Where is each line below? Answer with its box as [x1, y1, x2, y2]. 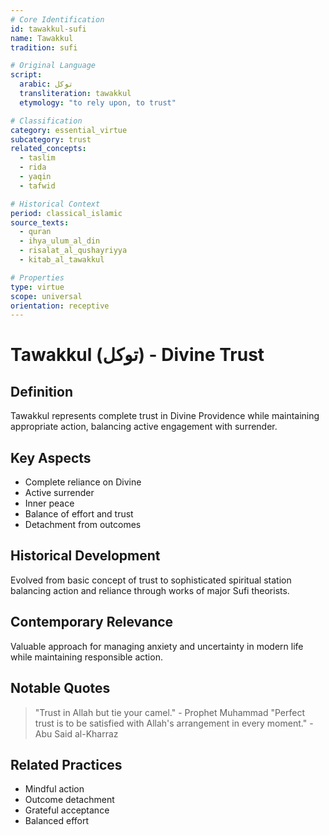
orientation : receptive [10, 301, 110, 311]
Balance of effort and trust [24, 508, 134, 520]
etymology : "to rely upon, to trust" [19, 97, 177, 108]
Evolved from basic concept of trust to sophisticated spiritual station [10, 574, 292, 586]
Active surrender [24, 487, 95, 499]
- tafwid [19, 181, 56, 191]
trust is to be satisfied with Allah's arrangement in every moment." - [34, 717, 314, 729]
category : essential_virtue [10, 125, 128, 135]
